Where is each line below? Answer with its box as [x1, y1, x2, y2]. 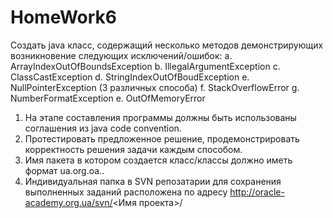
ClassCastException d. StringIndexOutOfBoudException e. [10, 71, 250, 83]
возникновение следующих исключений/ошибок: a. [10, 49, 233, 61]
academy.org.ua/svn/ [24, 196, 113, 208]
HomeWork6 [10, 6, 118, 29]
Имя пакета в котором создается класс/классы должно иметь [24, 154, 293, 166]
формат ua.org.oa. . [24, 164, 105, 176]
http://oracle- [229, 186, 285, 198]
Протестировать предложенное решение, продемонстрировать [24, 132, 300, 145]
